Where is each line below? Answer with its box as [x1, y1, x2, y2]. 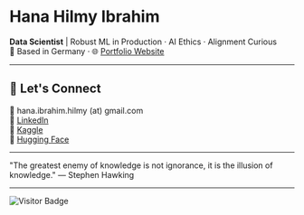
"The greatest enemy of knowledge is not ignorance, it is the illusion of [9, 160, 273, 171]
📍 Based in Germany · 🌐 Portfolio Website [9, 45, 165, 56]
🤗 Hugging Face [9, 134, 70, 145]
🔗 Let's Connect [9, 81, 101, 97]
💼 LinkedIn [9, 115, 49, 126]
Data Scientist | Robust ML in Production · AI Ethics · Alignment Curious [9, 36, 278, 47]
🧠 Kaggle [9, 124, 43, 135]
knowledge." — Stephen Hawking [9, 169, 135, 180]
